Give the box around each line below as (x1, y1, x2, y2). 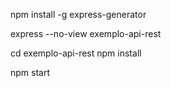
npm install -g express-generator (10, 9, 147, 20)
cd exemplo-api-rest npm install (10, 47, 142, 59)
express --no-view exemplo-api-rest (10, 28, 162, 39)
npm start (10, 67, 51, 78)
